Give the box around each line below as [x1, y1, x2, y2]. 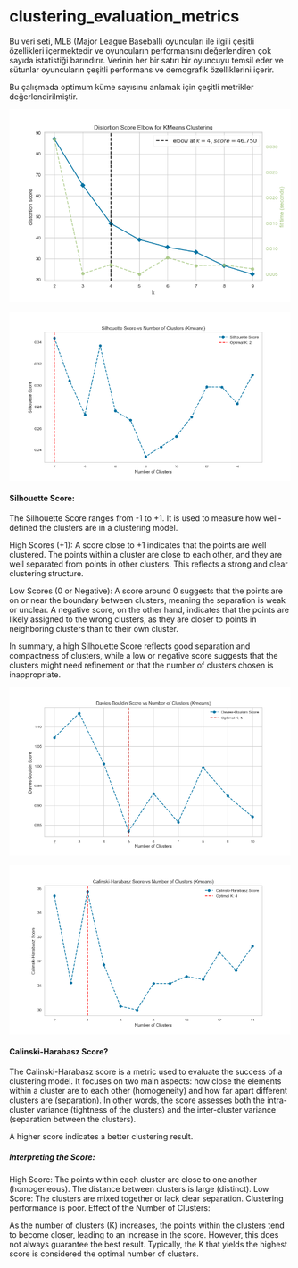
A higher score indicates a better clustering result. [9, 1131, 194, 1142]
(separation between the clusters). [9, 1114, 137, 1125]
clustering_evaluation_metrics [9, 6, 240, 27]
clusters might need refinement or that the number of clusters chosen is [9, 659, 274, 671]
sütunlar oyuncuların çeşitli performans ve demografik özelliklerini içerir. [9, 64, 275, 75]
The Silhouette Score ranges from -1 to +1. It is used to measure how [9, 513, 261, 524]
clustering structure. [9, 568, 84, 579]
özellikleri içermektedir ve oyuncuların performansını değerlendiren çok [9, 45, 272, 55]
